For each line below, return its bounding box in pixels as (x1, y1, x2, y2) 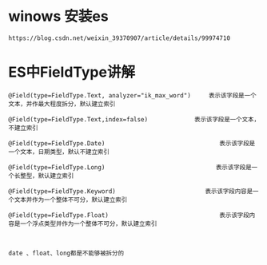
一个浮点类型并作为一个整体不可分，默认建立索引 (19, 220, 157, 227)
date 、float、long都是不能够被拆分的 (8, 249, 125, 257)
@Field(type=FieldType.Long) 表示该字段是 (8, 163, 252, 172)
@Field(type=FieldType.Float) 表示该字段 (8, 211, 249, 220)
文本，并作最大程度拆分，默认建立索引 (8, 100, 116, 108)
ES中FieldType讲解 (8, 63, 136, 81)
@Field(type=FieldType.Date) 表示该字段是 (8, 139, 256, 148)
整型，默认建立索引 (19, 172, 74, 180)
